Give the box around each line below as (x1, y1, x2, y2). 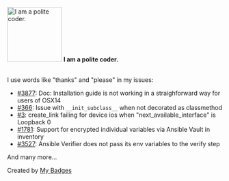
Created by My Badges (7, 167, 72, 174)
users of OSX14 (16, 96, 62, 105)
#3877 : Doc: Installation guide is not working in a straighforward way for (16, 89, 221, 97)
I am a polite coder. (63, 55, 118, 64)
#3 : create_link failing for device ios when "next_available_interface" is (16, 111, 217, 119)
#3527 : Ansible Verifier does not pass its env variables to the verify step (16, 140, 220, 148)
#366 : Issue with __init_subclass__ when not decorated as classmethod (16, 104, 222, 111)
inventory (16, 133, 44, 141)
